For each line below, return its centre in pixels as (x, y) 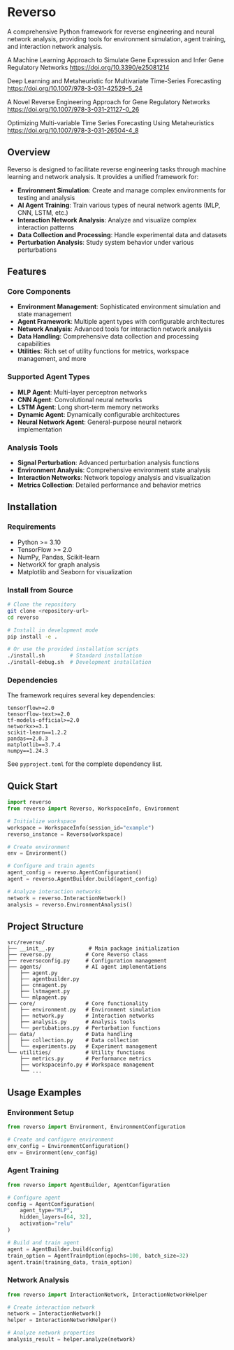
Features (27, 272)
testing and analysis (46, 197)
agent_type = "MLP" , (46, 1211)
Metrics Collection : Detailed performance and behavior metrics (109, 485)
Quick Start (32, 786)
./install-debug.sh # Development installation (79, 662)
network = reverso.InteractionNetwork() (67, 898)
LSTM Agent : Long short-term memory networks (88, 407)
